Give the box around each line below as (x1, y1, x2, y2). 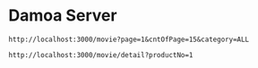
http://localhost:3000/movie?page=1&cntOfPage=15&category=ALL (8, 35, 250, 44)
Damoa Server (8, 5, 117, 26)
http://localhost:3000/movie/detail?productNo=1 (8, 50, 193, 59)
